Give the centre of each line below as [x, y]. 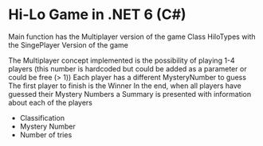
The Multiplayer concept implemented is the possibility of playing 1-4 [122, 60]
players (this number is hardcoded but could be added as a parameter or [128, 68]
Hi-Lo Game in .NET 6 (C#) [97, 15]
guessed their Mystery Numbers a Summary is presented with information [130, 94]
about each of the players [51, 102]
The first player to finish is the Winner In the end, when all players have [125, 86]
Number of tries [46, 134]
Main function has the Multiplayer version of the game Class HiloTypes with [132, 36]
